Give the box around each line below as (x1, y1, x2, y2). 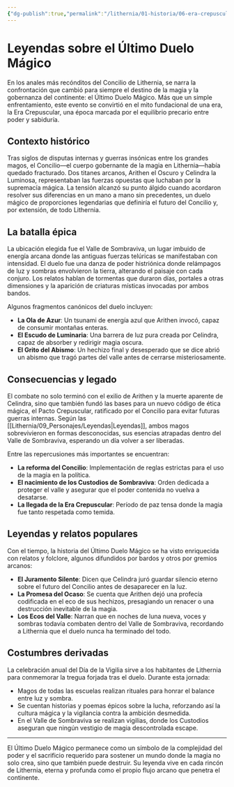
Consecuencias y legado (7, 373, 117, 385)
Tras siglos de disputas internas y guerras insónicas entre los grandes (7, 154, 209, 163)
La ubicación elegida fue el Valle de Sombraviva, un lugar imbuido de (7, 245, 205, 253)
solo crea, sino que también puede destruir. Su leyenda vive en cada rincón (7, 758, 224, 767)
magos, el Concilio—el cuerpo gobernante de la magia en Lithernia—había (7, 161, 221, 170)
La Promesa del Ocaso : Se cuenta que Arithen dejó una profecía (17, 590, 203, 598)
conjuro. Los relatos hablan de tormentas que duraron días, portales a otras (7, 274, 224, 283)
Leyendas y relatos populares (7, 528, 138, 540)
